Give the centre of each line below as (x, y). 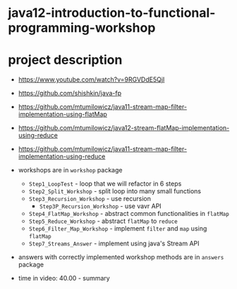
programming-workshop (82, 28)
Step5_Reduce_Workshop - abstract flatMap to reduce (103, 221)
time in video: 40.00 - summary (64, 278)
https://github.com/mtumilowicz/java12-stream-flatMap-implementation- (124, 128)
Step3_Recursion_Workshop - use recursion (90, 199)
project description (65, 60)
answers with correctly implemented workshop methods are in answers (121, 257)
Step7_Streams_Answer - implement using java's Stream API (114, 243)
